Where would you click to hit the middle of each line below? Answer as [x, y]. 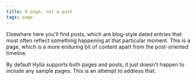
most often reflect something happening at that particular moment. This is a [98, 40]
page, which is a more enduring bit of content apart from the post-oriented [97, 47]
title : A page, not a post [39, 12]
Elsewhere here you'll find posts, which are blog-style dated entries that [94, 34]
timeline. [17, 53]
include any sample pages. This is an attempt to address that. [81, 71]
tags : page [20, 17]
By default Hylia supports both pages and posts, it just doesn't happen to [95, 64]
